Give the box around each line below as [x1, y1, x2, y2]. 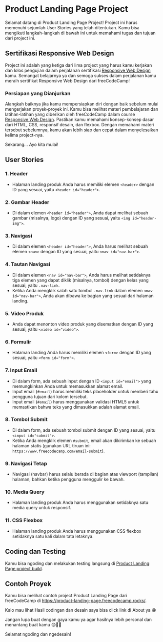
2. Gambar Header [5, 199, 50, 205]
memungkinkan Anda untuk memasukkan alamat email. [12, 383, 123, 389]
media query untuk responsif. [12, 505, 72, 511]
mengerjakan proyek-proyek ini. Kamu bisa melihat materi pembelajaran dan [5, 106, 159, 112]
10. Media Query [5, 489, 45, 496]
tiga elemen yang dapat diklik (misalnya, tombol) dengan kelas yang [12, 277, 149, 283]
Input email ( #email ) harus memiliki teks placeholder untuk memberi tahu [12, 388, 159, 394]
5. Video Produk [5, 310, 44, 317]
